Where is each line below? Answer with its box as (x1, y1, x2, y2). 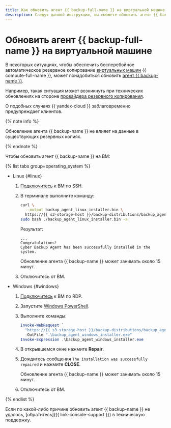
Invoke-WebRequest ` (20, 323, 64, 328)
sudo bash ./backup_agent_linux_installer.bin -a (20, 217, 128, 222)
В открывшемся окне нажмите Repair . (20, 346, 104, 352)
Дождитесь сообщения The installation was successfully (20, 356, 148, 362)
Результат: (20, 226, 44, 232)
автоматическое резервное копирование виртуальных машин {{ (5, 67, 147, 73)
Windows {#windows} (12, 283, 60, 289)
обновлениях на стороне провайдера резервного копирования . (5, 93, 145, 99)
